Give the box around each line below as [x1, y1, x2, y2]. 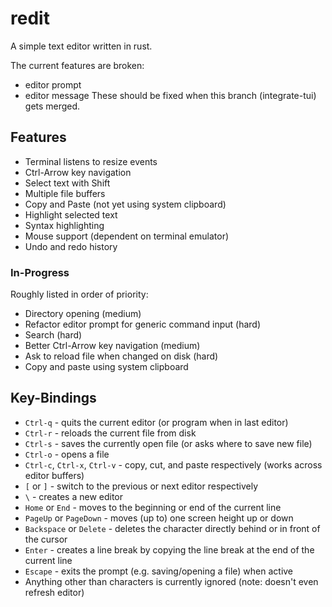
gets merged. [24, 100, 81, 112]
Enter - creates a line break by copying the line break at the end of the [24, 543, 315, 556]
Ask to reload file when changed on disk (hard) [24, 350, 219, 362]
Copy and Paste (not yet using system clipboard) [24, 198, 227, 210]
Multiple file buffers [24, 187, 106, 199]
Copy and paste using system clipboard [24, 361, 189, 373]
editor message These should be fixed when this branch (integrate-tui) [24, 89, 317, 101]
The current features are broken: [10, 59, 145, 71]
